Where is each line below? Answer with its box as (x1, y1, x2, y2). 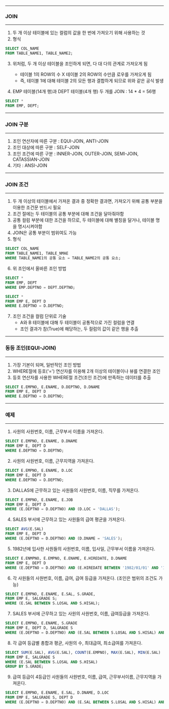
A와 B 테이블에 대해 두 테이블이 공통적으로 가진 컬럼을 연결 (20, 320, 135, 326)
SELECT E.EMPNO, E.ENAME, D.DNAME (5, 438, 78, 444)
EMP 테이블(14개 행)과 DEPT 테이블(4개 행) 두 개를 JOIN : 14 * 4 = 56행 (12, 88, 156, 95)
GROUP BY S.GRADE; (5, 664, 44, 669)
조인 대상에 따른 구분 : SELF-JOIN (12, 145, 79, 151)
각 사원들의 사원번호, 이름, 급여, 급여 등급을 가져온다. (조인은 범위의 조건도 (12, 575, 157, 581)
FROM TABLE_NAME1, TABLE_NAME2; (5, 51, 73, 56)
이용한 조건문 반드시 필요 (12, 204, 61, 210)
